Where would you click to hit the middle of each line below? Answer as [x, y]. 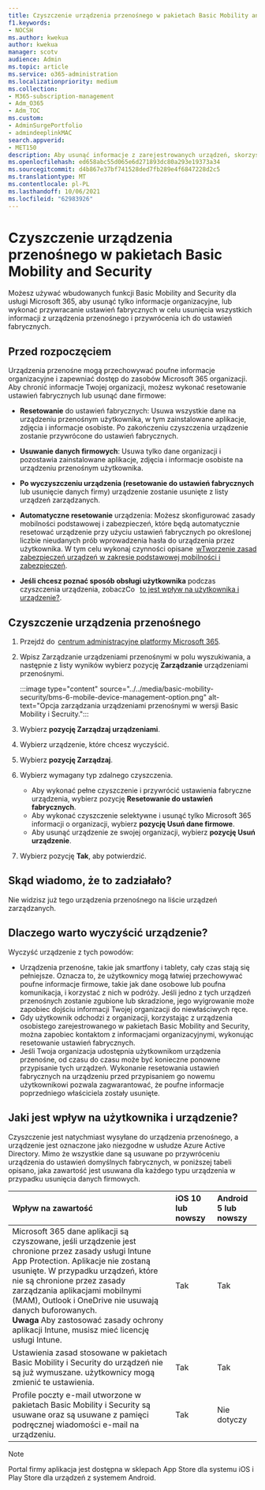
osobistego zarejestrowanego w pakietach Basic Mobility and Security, [135, 1025]
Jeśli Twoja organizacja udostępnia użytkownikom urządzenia [120, 1051]
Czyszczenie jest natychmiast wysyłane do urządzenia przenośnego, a [123, 1137]
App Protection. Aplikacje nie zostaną [82, 1260]
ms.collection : [33, 89]
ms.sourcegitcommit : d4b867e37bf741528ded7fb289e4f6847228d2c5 [114, 170]
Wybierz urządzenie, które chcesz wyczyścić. [94, 745]
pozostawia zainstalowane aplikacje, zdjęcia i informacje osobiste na [131, 460]
